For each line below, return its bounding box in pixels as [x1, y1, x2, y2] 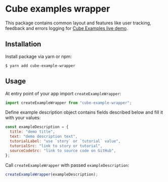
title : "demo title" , [10, 129, 55, 134]
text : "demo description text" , [10, 134, 78, 139]
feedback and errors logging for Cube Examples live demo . [5, 25, 128, 31]
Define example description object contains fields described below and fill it [5, 110, 163, 116]
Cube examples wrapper [5, 3, 110, 15]
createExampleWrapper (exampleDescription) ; [5, 172, 98, 177]
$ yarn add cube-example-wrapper [5, 63, 76, 68]
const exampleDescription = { [5, 125, 69, 130]
